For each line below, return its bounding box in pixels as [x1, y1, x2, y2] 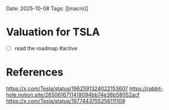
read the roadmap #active [14, 44, 77, 51]
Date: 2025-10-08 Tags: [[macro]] [6, 5, 89, 12]
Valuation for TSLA [6, 26, 100, 39]
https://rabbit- [129, 85, 163, 92]
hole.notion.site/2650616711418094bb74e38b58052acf [6, 91, 140, 98]
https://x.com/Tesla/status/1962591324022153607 [6, 85, 128, 92]
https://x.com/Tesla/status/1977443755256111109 [6, 97, 126, 104]
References [6, 66, 63, 79]
